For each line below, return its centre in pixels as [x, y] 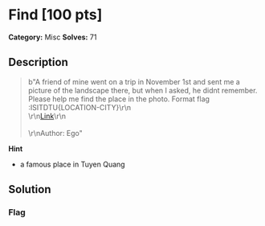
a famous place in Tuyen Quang [73, 164]
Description [38, 62]
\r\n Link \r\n [47, 116]
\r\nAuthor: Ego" [55, 133]
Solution [30, 189]
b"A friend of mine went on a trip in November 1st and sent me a [134, 81]
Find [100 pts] [55, 15]
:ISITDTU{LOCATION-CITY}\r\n [79, 107]
